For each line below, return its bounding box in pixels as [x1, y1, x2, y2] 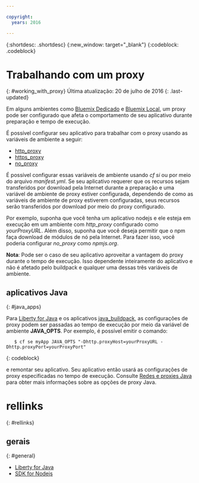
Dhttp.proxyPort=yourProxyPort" [6, 344, 86, 351]
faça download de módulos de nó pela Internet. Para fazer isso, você [6, 233, 175, 241]
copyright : [6, 14, 33, 20]
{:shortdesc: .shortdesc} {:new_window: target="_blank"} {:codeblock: [6, 41, 179, 48]
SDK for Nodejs [14, 470, 53, 477]
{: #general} [6, 452, 36, 459]
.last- [170, 87, 183, 95]
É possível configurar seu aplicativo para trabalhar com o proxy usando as [6, 130, 188, 137]
